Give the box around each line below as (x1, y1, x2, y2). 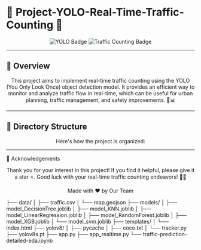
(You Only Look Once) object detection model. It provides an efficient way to (6, 83, 195, 91)
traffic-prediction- (142, 230, 187, 237)
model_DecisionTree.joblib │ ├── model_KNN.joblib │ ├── (6, 205, 151, 212)
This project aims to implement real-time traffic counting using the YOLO (11, 77, 190, 84)
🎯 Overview (6, 61, 50, 71)
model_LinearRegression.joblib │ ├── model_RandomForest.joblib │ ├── (6, 211, 187, 218)
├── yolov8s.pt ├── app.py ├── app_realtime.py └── (6, 230, 142, 237)
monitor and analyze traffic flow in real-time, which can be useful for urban (8, 89, 193, 97)
